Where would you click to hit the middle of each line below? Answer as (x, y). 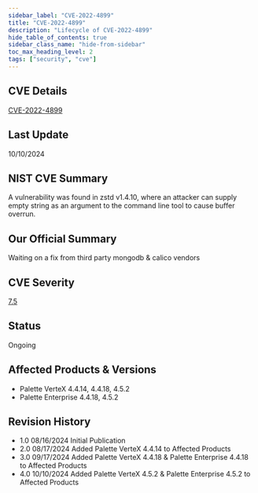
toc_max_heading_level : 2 (50, 52)
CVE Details (38, 91)
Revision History (50, 421)
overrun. (22, 214)
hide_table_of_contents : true (58, 37)
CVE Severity (41, 283)
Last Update (39, 135)
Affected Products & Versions (83, 370)
